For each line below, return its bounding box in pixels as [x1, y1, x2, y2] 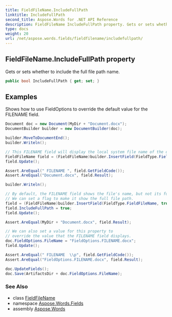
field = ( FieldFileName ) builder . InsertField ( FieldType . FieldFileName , [5, 200, 159, 206]
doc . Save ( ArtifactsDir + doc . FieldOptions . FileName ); [5, 271, 123, 276]
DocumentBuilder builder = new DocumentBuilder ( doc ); [5, 126, 123, 131]
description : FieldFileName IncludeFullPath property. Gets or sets [5, 21, 155, 27]
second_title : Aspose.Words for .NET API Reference [5, 17, 118, 22]
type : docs [5, 27, 29, 32]
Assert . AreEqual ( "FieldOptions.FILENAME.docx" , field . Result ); [5, 257, 143, 262]
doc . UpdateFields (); [5, 266, 50, 271]
